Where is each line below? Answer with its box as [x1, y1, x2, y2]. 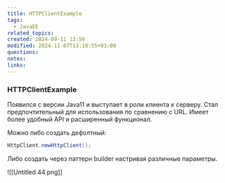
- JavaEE [13, 23, 39, 30]
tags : [7, 17, 23, 24]
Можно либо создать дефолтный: [7, 128, 107, 137]
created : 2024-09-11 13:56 [7, 36, 85, 43]
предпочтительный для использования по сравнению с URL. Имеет [7, 107, 209, 116]
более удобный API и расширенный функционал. [7, 115, 152, 123]
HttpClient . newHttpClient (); [7, 141, 92, 149]
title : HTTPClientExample [7, 10, 82, 17]
